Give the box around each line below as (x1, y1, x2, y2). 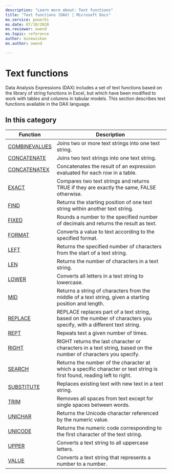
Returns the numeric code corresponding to (56, 424, 162, 431)
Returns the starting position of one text (56, 199, 153, 206)
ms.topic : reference (5, 31, 50, 36)
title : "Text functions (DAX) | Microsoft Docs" (5, 12, 111, 17)
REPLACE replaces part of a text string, (56, 308, 150, 315)
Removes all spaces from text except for (56, 394, 154, 402)
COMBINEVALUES (8, 143, 52, 150)
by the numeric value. (56, 416, 109, 423)
